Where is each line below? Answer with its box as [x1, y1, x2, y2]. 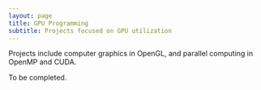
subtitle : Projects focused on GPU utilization [8, 27, 173, 35]
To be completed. [8, 73, 67, 83]
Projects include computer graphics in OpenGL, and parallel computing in [8, 49, 254, 59]
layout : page [8, 11, 53, 20]
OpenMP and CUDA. [8, 57, 77, 67]
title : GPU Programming [8, 19, 89, 27]
